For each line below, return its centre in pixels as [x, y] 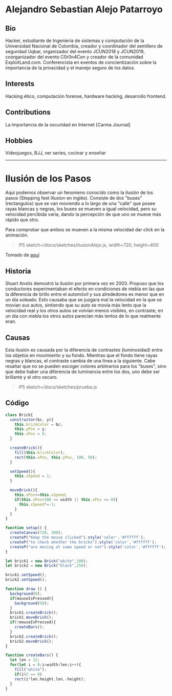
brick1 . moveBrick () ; [32, 618]
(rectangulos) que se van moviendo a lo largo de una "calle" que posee [80, 204]
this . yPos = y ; [31, 429]
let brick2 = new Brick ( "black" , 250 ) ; [47, 566]
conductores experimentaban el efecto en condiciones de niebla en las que [85, 289]
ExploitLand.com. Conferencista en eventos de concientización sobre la [81, 62]
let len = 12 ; [25, 660]
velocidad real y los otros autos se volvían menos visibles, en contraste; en [84, 311]
